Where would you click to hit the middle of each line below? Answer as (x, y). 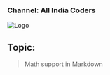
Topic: (21, 47)
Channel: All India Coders (51, 10)
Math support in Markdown (63, 64)
